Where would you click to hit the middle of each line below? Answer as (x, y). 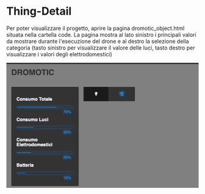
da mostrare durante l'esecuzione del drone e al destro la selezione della (98, 41)
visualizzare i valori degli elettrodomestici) (59, 54)
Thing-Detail (39, 11)
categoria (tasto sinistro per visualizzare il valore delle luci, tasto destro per (101, 48)
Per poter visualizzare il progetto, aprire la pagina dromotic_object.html (95, 28)
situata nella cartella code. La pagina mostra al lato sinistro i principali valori (101, 34)
